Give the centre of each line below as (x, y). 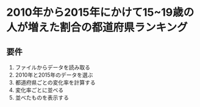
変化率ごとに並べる (39, 90)
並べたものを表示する (42, 98)
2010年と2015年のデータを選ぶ (54, 75)
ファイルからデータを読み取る (52, 67)
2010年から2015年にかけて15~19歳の (100, 12)
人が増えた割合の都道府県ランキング (97, 28)
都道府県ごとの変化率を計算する (55, 83)
